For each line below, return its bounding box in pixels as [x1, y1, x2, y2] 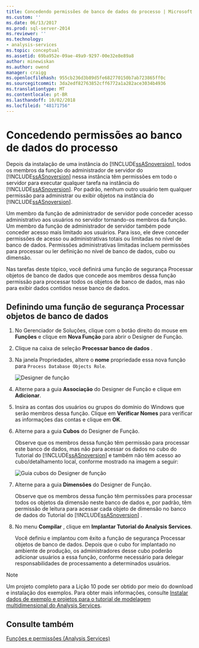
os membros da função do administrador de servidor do [6, 167, 144, 174]
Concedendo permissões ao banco [6, 128, 182, 141]
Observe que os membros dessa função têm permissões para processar [14, 493, 192, 500]
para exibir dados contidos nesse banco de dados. [6, 285, 131, 292]
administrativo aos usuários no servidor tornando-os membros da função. [6, 216, 187, 224]
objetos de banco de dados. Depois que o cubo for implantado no [14, 541, 176, 548]
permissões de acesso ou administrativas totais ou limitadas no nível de [6, 235, 182, 243]
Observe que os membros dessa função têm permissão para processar [14, 439, 190, 446]
